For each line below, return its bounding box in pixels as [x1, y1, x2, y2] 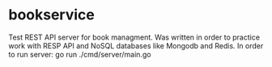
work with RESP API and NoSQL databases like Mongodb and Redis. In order [8, 40, 264, 50]
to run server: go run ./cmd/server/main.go [8, 49, 151, 59]
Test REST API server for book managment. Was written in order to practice [8, 32, 261, 42]
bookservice [8, 6, 95, 24]
